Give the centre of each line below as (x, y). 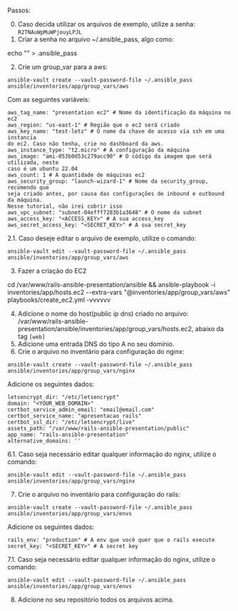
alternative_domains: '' (44, 441)
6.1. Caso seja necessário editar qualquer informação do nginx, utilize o (112, 454)
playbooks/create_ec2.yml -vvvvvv (59, 300)
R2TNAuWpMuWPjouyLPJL (50, 32)
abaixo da (209, 329)
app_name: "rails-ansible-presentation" (68, 435)
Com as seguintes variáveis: (49, 100)
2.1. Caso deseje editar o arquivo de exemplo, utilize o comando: (102, 238)
